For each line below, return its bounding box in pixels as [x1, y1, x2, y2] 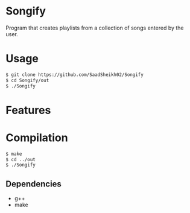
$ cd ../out [5, 156, 36, 162]
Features [5, 103, 51, 117]
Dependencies [5, 179, 62, 189]
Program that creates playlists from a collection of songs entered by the [5, 24, 185, 31]
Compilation [5, 131, 68, 144]
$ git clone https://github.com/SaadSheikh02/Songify [5, 71, 144, 78]
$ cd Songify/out [5, 77, 49, 83]
